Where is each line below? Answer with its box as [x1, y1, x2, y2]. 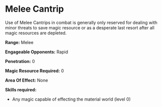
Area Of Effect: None [5, 77, 48, 83]
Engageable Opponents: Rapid [5, 49, 69, 55]
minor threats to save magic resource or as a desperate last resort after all [5, 24, 155, 30]
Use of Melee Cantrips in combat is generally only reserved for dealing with [5, 20, 158, 25]
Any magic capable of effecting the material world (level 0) [12, 96, 131, 102]
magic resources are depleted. [5, 30, 67, 36]
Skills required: [5, 86, 37, 92]
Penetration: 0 [5, 58, 35, 64]
